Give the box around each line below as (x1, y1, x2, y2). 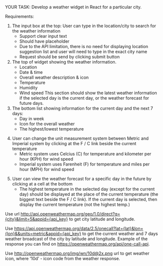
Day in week (19, 116, 44, 121)
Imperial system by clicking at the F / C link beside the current (12, 141, 137, 146)
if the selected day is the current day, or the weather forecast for (19, 95, 149, 101)
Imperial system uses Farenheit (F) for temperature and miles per (19, 161, 150, 167)
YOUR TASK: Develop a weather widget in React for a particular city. (5, 4, 142, 10)
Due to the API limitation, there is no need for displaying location (19, 44, 148, 49)
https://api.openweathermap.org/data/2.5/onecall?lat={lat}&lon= (14, 226, 144, 231)
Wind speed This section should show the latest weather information (19, 90, 157, 96)
